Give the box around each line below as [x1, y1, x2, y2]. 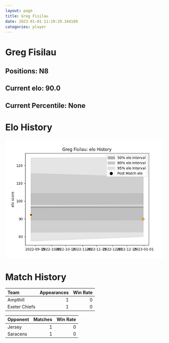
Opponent [7, 317, 29, 323]
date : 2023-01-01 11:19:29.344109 [5, 19, 78, 24]
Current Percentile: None [5, 101, 86, 110]
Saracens [7, 331, 27, 337]
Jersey [7, 324, 22, 330]
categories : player [5, 24, 47, 29]
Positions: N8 [5, 66, 49, 75]
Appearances [39, 289, 69, 295]
